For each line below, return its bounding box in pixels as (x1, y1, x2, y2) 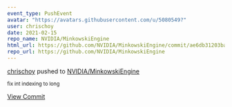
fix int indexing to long (7, 80, 60, 87)
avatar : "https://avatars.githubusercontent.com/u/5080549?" (7, 16, 187, 23)
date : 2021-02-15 (7, 29, 57, 36)
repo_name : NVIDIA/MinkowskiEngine (7, 36, 110, 43)
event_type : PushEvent (7, 10, 72, 17)
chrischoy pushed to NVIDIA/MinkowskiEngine (7, 67, 140, 75)
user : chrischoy (7, 23, 54, 29)
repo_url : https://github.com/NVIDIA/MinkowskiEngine (7, 49, 166, 56)
